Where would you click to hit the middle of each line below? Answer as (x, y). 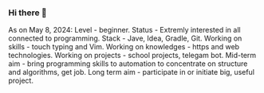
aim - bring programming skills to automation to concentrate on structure (128, 64)
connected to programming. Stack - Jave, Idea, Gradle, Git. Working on (125, 38)
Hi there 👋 (28, 13)
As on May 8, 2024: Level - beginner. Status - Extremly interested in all (124, 30)
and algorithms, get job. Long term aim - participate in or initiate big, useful (132, 72)
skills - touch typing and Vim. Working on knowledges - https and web (124, 47)
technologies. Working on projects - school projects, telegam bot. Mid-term (132, 56)
